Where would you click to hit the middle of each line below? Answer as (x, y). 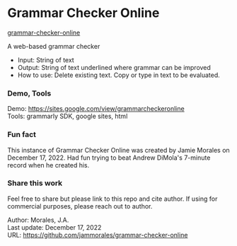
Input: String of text (46, 60)
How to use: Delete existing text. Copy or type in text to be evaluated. (119, 75)
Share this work (35, 183)
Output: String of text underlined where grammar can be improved (114, 67)
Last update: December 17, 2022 (54, 227)
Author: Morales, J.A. (38, 220)
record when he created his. (48, 165)
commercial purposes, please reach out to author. (80, 206)
